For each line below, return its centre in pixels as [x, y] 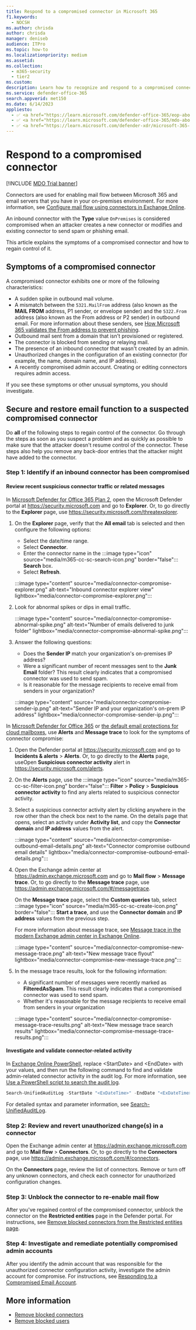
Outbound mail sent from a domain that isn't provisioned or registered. [99, 336]
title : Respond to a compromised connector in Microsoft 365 [82, 11]
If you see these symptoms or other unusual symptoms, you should [87, 385]
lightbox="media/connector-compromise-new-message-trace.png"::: [98, 959]
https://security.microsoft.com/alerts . [59, 768]
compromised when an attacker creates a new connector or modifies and [94, 224]
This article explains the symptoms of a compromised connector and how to [97, 242]
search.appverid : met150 [36, 98]
